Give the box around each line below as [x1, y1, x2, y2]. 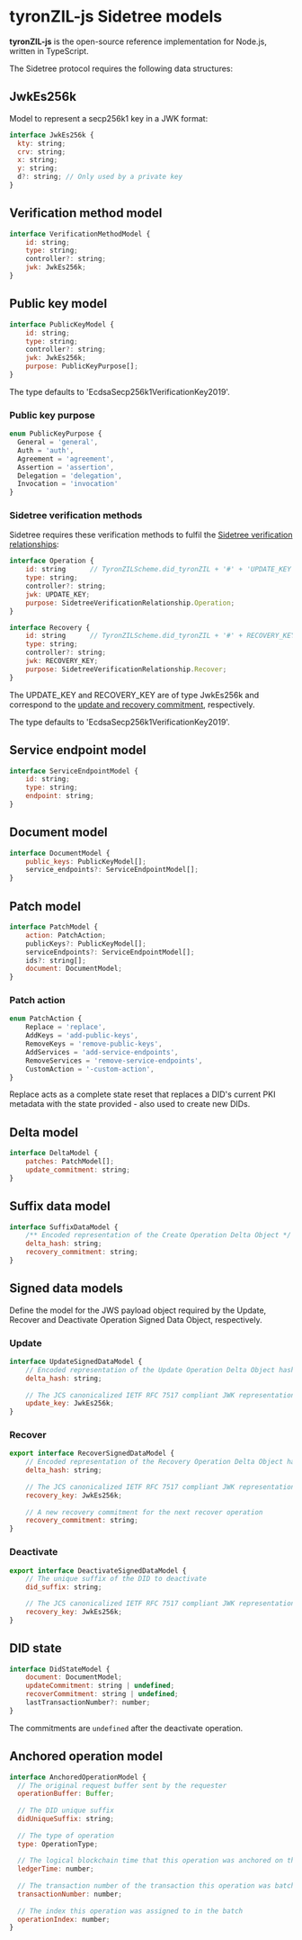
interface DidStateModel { [9, 1665, 111, 1674]
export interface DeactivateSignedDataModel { [9, 1566, 187, 1576]
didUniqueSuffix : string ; [17, 1815, 115, 1824]
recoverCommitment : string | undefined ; [25, 1690, 179, 1699]
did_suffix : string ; [25, 1583, 102, 1592]
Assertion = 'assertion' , [17, 463, 115, 472]
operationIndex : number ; [17, 1915, 111, 1924]
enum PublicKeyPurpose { [9, 429, 102, 438]
